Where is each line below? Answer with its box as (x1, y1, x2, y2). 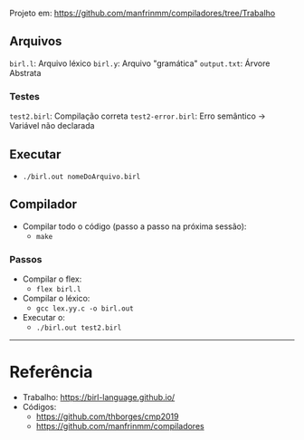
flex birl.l (35, 285, 81, 294)
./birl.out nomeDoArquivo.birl (22, 172, 141, 181)
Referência (9, 362, 93, 383)
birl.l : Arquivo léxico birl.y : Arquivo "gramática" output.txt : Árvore (9, 58, 271, 69)
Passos (9, 253, 43, 265)
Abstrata (9, 67, 42, 78)
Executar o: (22, 312, 66, 323)
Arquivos (9, 33, 62, 49)
